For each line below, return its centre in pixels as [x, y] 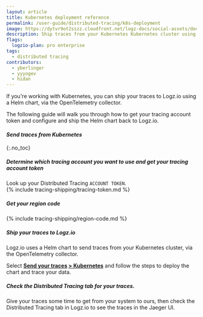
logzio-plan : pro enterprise [48, 46]
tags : [13, 51]
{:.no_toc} [18, 148]
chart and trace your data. [39, 272]
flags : [14, 40]
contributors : [24, 62]
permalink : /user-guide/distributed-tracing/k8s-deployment [84, 23]
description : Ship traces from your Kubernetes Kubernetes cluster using [101, 34]
